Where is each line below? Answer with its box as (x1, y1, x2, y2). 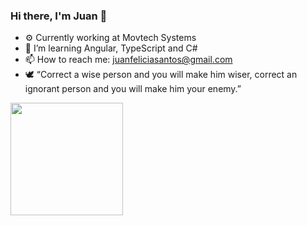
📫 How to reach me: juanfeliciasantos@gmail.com (24, 54, 233, 66)
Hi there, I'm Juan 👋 (10, 9, 108, 23)
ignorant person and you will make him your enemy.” (24, 83, 242, 95)
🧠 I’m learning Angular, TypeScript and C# (24, 42, 198, 54)
